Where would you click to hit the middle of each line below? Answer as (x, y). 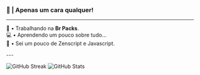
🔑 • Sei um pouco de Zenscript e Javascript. (60, 44)
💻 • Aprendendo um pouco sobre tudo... (57, 35)
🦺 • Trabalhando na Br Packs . (43, 28)
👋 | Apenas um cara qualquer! (50, 10)
